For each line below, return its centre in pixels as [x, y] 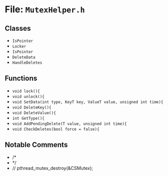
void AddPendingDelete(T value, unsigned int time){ [69, 124]
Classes [18, 28]
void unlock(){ [28, 96]
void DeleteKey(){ [32, 107]
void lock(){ [26, 91]
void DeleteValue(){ [34, 113]
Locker [19, 47]
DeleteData [24, 57]
